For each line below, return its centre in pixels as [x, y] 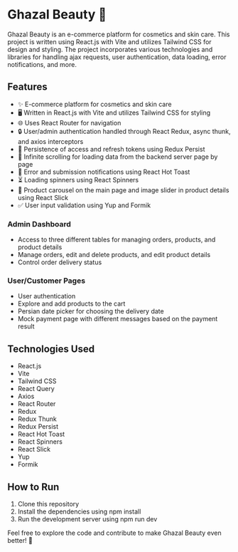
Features [27, 87]
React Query [36, 389]
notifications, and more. [42, 64]
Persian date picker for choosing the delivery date [91, 311]
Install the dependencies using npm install [79, 511]
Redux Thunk [37, 419]
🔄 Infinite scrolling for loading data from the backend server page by [118, 157]
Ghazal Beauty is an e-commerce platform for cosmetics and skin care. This [119, 34]
